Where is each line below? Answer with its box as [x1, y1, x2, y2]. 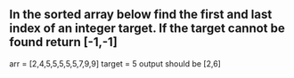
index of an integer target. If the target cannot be [9, 21, 285, 36]
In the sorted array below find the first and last [9, 7, 273, 22]
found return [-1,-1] [9, 35, 118, 50]
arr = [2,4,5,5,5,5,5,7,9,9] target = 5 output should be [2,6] [9, 58, 221, 69]
